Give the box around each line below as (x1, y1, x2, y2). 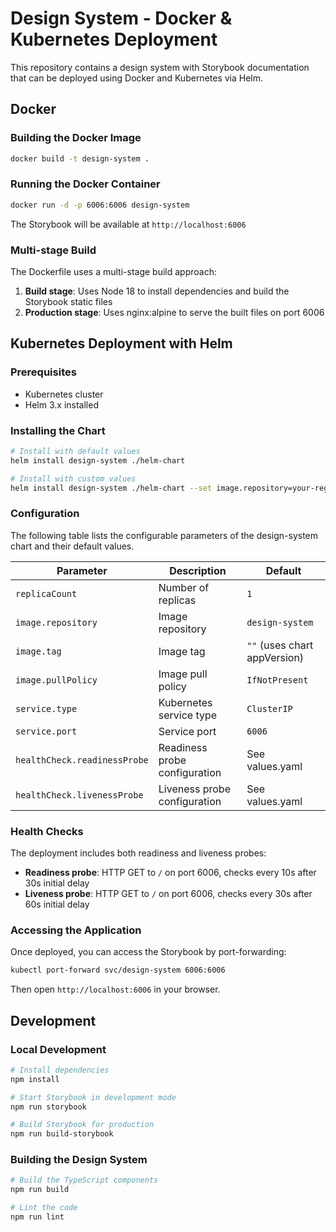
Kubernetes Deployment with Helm (10, 335, 233, 352)
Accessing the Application (10, 923, 142, 937)
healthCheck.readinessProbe (15, 754, 149, 766)
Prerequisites (10, 365, 77, 379)
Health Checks (10, 824, 84, 838)
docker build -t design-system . (10, 153, 150, 164)
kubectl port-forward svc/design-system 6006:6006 (10, 965, 226, 976)
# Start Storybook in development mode (10, 1092, 177, 1102)
